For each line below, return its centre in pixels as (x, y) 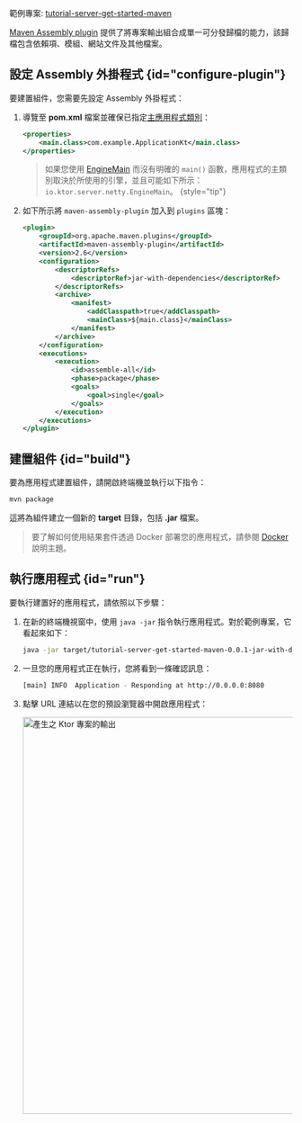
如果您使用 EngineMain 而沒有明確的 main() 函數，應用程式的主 (162, 169)
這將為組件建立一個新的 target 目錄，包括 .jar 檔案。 (107, 517)
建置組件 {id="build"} (70, 458)
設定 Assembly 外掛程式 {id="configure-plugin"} (147, 75)
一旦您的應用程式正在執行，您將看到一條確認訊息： (117, 668)
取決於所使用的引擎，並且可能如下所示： (128, 180)
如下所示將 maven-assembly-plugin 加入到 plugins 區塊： (127, 211)
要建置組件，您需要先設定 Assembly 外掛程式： (97, 98)
